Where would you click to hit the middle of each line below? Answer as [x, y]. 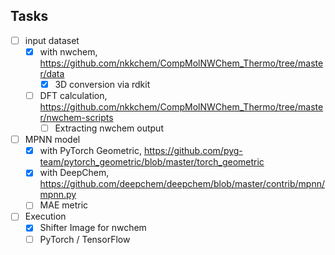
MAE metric [64, 205]
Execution [45, 216]
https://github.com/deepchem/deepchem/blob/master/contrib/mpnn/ [182, 184]
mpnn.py [58, 195]
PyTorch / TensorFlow [85, 239]
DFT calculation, [73, 95]
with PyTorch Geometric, [90, 151]
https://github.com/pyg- [193, 151]
